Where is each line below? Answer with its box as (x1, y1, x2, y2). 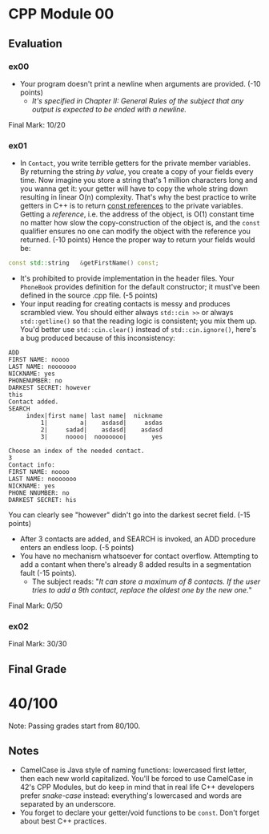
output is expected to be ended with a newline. (31, 104, 187, 114)
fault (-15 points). (19, 569, 78, 578)
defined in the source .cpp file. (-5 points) (19, 290, 159, 301)
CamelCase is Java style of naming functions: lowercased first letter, (19, 765, 247, 775)
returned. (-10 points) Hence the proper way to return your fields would (19, 235, 255, 245)
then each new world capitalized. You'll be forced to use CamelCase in (19, 774, 254, 783)
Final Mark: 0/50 (8, 601, 62, 610)
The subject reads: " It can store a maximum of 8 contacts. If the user (31, 577, 261, 586)
